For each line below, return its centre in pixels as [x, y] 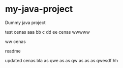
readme [13, 51]
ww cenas [15, 41]
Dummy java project [25, 23]
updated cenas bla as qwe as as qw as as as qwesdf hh [61, 60]
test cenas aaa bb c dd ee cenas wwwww [47, 32]
